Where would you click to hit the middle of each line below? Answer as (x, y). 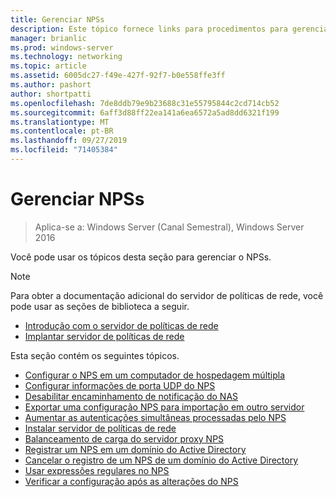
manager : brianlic (48, 38)
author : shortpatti (51, 94)
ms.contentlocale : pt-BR (62, 131)
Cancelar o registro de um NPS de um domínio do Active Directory (161, 460)
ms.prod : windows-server (62, 47)
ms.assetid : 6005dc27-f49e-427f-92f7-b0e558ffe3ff (118, 76)
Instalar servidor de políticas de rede (100, 428)
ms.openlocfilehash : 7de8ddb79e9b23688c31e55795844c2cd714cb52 (145, 103)
